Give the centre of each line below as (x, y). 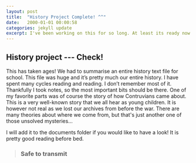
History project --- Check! (55, 57)
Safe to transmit (44, 154)
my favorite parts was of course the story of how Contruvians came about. (96, 96)
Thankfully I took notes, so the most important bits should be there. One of (96, 90)
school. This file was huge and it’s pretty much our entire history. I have (92, 77)
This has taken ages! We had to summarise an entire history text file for (92, 71)
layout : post (22, 11)
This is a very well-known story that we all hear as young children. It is (91, 102)
